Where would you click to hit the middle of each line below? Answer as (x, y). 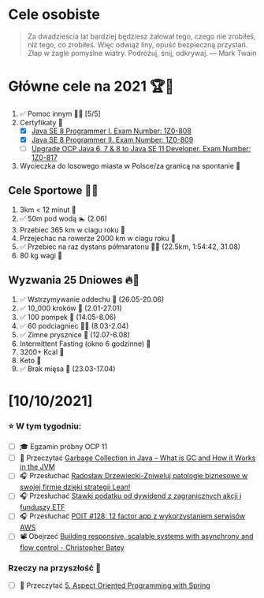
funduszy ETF (42, 507)
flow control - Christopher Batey (72, 548)
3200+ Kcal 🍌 (42, 351)
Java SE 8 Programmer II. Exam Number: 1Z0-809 (112, 139)
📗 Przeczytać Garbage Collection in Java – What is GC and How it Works (138, 458)
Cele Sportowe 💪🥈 (53, 191)
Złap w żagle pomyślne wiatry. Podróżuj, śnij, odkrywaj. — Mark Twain (142, 53)
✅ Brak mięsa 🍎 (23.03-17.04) (67, 369)
